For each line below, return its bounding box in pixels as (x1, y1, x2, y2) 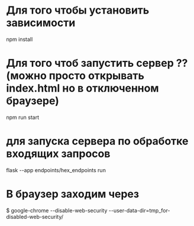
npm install (6, 35, 33, 43)
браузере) (6, 94, 59, 108)
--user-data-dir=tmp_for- (108, 206, 170, 214)
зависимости (6, 16, 76, 30)
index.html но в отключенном (6, 82, 159, 95)
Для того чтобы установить (6, 4, 150, 17)
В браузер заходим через (6, 188, 140, 201)
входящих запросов (6, 147, 111, 160)
